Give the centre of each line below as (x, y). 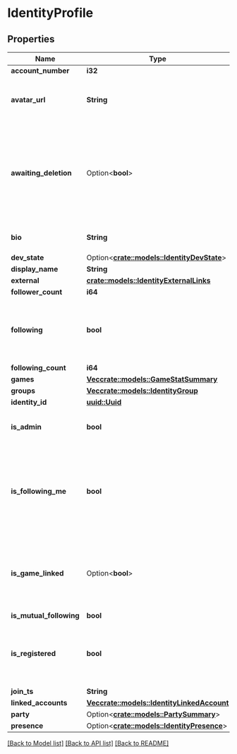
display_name (35, 269)
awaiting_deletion (41, 173)
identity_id (29, 402)
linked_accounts (39, 703)
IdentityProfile (50, 13)
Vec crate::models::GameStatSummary (152, 379)
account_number (40, 71)
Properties (31, 39)
